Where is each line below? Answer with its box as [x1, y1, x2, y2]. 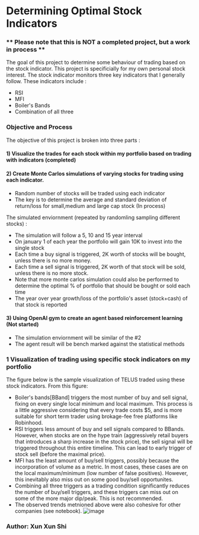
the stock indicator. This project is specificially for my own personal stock [6, 65, 185, 72]
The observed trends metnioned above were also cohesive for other [14, 501, 181, 508]
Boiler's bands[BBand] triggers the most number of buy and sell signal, [14, 394, 188, 401]
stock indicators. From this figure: [6, 382, 88, 390]
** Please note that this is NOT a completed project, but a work [6, 38, 191, 46]
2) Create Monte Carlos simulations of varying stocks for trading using [6, 170, 184, 177]
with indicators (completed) [6, 156, 76, 164]
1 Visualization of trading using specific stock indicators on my [6, 355, 191, 363]
